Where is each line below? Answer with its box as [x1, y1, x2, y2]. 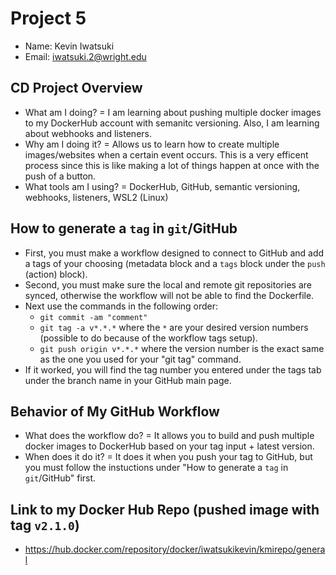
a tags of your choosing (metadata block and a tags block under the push [24, 257, 326, 269]
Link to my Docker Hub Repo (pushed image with [10, 501, 320, 518]
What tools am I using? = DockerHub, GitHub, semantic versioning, [24, 180, 301, 192]
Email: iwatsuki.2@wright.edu [24, 50, 147, 62]
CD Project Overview [10, 80, 143, 97]
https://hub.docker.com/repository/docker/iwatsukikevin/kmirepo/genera [24, 543, 326, 556]
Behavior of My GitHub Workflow [10, 403, 220, 420]
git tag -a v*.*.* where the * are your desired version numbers [39, 321, 309, 333]
